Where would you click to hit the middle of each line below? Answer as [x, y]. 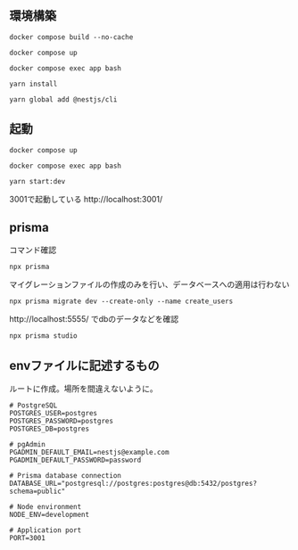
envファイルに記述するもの [84, 365]
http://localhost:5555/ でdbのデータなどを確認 [94, 319]
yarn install [33, 84]
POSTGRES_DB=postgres [50, 429]
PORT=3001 [28, 538]
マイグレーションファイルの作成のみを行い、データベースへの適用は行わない [149, 284]
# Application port [46, 530]
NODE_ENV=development [50, 515]
